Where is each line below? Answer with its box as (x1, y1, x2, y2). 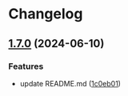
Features (8, 61, 44, 72)
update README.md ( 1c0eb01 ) (19, 78, 122, 88)
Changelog (8, 5, 83, 23)
